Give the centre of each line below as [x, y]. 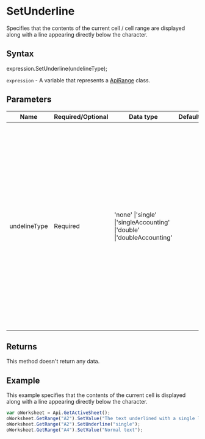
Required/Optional [81, 116]
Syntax [20, 54]
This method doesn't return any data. [53, 362]
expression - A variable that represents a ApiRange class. [78, 80]
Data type [143, 116]
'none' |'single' [135, 215]
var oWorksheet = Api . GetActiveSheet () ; [59, 413]
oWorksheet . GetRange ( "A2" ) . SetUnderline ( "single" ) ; [73, 424]
